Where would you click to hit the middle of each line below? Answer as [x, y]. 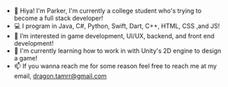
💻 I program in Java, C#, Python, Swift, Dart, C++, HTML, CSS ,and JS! [117, 26]
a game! [26, 58]
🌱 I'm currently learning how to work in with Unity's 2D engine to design [117, 51]
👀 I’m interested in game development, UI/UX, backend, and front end [114, 36]
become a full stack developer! [58, 18]
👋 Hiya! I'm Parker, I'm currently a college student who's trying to [107, 11]
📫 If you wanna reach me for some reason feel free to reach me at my [115, 66]
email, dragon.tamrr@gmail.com [60, 76]
